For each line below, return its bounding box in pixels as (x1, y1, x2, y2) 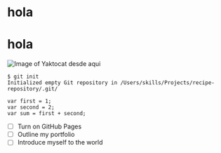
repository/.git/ (7, 86, 58, 93)
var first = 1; (7, 98, 52, 105)
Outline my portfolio (17, 131, 75, 139)
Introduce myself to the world (17, 138, 103, 147)
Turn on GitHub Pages (17, 122, 82, 131)
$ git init (7, 73, 39, 81)
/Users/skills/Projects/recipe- (120, 79, 215, 86)
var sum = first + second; (7, 110, 86, 117)
